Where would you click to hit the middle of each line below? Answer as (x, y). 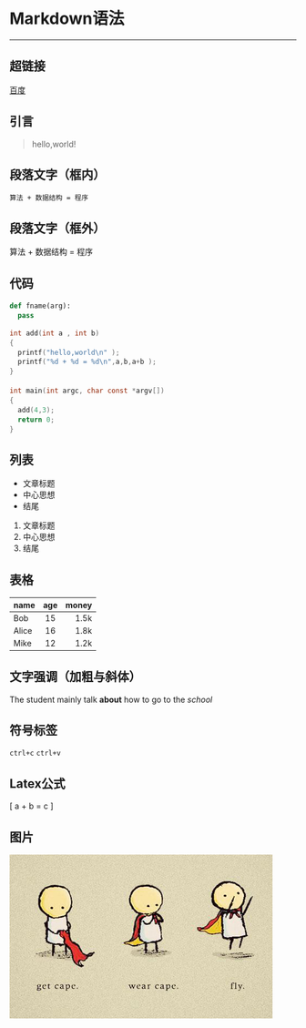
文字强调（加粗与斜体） (75, 677)
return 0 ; (36, 420)
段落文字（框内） (57, 174)
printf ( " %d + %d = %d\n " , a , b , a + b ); (87, 362)
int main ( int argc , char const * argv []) (87, 391)
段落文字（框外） (57, 228)
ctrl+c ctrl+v (35, 753)
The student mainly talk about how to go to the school (111, 699)
